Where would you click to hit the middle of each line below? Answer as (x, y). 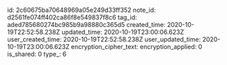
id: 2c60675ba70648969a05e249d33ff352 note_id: (81, 10)
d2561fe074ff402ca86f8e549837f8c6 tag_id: (72, 17)
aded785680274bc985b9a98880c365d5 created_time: (86, 25)
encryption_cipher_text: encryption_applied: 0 (136, 47)
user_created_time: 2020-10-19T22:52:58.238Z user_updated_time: (104, 39)
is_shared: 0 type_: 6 (37, 54)
